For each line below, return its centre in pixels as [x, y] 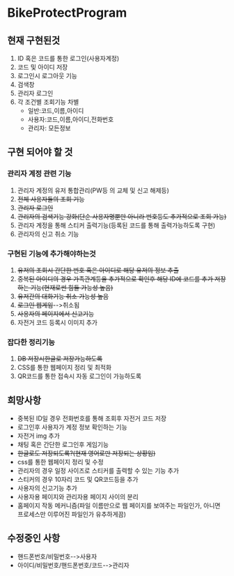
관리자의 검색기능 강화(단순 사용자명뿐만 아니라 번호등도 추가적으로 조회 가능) [122, 216]
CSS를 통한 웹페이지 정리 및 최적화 [64, 367]
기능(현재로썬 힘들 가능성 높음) [72, 287]
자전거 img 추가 [39, 436]
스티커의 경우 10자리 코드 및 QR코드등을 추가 [78, 480]
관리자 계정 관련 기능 [39, 174]
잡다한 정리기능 [31, 342]
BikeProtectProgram [67, 13]
